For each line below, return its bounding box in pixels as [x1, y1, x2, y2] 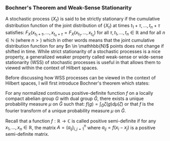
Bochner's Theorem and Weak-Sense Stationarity [5, 4, 132, 11]
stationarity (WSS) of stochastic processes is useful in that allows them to [5, 59, 161, 66]
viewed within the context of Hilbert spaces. [5, 65, 98, 71]
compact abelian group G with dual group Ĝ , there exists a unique [5, 95, 144, 102]
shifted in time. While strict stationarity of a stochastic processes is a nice [5, 48, 161, 55]
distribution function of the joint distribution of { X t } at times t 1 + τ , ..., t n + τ [5, 23, 160, 30]
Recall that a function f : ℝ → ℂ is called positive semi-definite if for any [5, 117, 156, 124]
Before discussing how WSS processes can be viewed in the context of [5, 75, 156, 81]
